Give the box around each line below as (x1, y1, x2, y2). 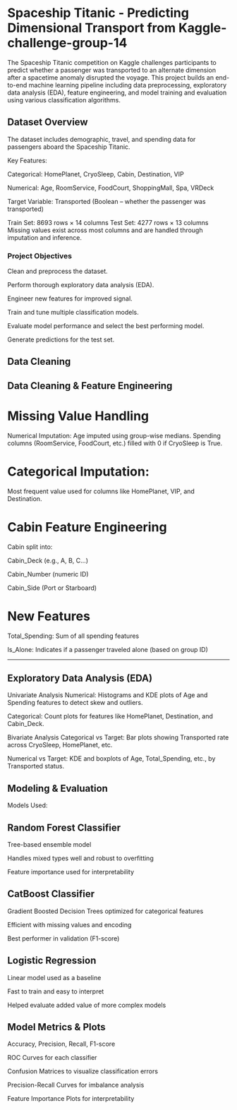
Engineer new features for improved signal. (7, 294, 133, 303)
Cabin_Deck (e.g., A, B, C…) (7, 556, 88, 565)
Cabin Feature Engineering (7, 519, 167, 535)
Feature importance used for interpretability (7, 868, 135, 876)
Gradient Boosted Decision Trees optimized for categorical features (7, 907, 204, 915)
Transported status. (7, 762, 65, 771)
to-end (7, 80, 28, 89)
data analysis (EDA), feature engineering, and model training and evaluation (7, 88, 227, 97)
